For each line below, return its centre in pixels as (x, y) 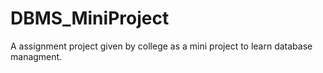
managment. (36, 56)
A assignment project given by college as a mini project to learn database (161, 46)
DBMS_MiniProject (90, 18)
